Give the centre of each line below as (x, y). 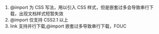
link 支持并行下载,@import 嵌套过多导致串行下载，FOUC (68, 26)
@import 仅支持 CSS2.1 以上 (39, 20)
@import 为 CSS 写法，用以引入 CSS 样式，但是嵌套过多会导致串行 (80, 7)
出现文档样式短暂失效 (41, 13)
